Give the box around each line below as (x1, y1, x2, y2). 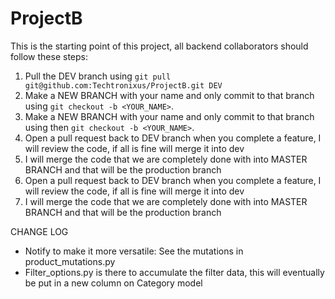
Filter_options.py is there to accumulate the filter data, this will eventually (24, 266, 325, 278)
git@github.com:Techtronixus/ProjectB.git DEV (24, 80, 223, 91)
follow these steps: (10, 50, 88, 62)
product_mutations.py (24, 255, 116, 267)
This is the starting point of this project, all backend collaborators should (10, 40, 309, 52)
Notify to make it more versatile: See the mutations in (24, 245, 244, 257)
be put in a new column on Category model (24, 277, 203, 289)
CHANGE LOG (10, 225, 69, 237)
